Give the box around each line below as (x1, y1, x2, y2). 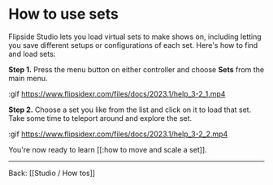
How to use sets (8, 5, 119, 24)
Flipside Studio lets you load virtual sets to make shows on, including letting (8, 32, 262, 41)
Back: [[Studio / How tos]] (8, 168, 96, 178)
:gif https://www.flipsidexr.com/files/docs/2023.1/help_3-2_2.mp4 (8, 129, 228, 139)
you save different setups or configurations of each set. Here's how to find (8, 40, 258, 49)
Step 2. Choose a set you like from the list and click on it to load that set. (8, 105, 252, 114)
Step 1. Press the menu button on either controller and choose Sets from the (8, 64, 265, 74)
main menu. (8, 73, 48, 83)
